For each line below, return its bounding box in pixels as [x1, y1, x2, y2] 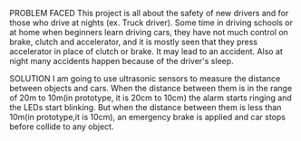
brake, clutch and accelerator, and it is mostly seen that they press [9, 36, 258, 47]
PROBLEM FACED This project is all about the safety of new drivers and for [9, 8, 289, 18]
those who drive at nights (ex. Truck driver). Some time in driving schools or [9, 17, 293, 28]
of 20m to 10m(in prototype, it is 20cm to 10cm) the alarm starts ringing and [9, 92, 292, 103]
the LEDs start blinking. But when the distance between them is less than [9, 102, 282, 112]
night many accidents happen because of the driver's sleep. [9, 56, 234, 66]
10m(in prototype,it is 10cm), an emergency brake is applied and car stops [9, 112, 286, 122]
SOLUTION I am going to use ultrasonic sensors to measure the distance [9, 73, 281, 84]
